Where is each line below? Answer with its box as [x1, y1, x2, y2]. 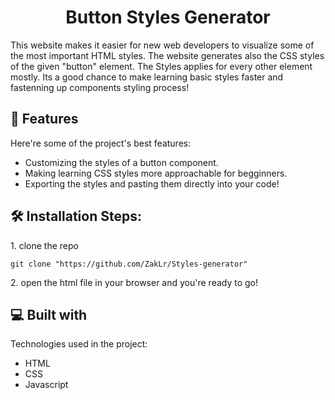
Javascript [24, 379, 69, 391]
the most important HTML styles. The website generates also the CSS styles [10, 49, 325, 61]
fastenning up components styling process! [10, 81, 190, 93]
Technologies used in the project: [10, 338, 148, 350]
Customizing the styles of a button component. [24, 156, 219, 168]
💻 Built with [10, 306, 88, 323]
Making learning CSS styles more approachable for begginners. [24, 167, 288, 179]
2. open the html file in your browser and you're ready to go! [10, 276, 259, 288]
